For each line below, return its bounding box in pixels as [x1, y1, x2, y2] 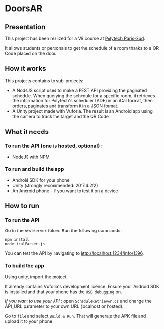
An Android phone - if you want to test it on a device [12, 188, 118, 194]
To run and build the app [5, 166, 64, 173]
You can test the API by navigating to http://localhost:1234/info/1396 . [5, 250, 144, 256]
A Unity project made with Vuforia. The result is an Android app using [12, 108, 153, 114]
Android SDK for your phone [12, 177, 70, 183]
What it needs [5, 128, 49, 136]
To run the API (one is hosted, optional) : [5, 142, 103, 149]
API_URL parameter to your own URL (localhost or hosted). [5, 303, 124, 309]
